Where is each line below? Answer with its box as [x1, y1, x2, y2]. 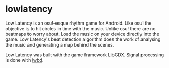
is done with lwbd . [5, 57, 44, 63]
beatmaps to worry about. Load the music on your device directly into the [5, 31, 159, 37]
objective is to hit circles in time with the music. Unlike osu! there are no [5, 25, 156, 31]
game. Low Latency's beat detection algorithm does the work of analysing [5, 36, 161, 42]
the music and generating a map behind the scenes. [5, 41, 115, 48]
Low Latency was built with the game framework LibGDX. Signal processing [5, 52, 164, 58]
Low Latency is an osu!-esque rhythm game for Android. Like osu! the [5, 20, 152, 26]
